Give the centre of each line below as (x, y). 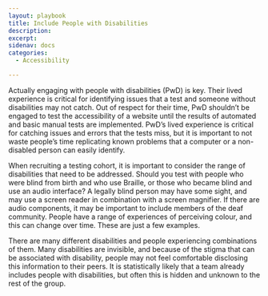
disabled (22, 150)
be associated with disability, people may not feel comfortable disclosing (128, 257)
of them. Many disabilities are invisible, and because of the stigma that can (132, 249)
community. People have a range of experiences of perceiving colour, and (130, 217)
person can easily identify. (82, 150)
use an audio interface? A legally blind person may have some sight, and (128, 191)
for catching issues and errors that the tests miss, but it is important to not (130, 132)
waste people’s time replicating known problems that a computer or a (122, 141)
